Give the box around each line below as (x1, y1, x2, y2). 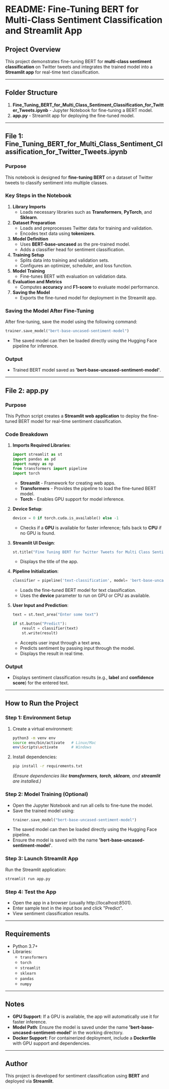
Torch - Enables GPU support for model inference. (20, 496, 125, 502)
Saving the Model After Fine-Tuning (5, 307, 94, 314)
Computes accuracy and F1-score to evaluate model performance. (20, 284, 159, 290)
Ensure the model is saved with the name (12, 837, 98, 843)
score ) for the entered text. (12, 680, 69, 686)
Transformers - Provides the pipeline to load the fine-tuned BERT (20, 485, 157, 491)
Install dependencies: (12, 754, 57, 760)
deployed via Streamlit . (5, 1078, 54, 1084)
